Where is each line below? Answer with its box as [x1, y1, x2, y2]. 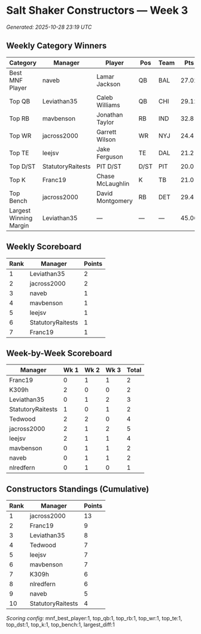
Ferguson [96, 152, 124, 160]
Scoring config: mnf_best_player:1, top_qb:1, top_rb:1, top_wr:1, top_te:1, [6, 615, 182, 622]
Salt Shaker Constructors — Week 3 [6, 4, 188, 17]
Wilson [96, 135, 116, 144]
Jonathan [96, 110, 123, 119]
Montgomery [96, 196, 133, 205]
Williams [96, 101, 121, 109]
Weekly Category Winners [6, 41, 107, 51]
